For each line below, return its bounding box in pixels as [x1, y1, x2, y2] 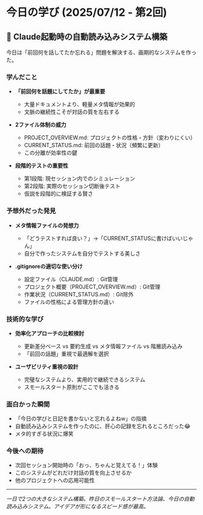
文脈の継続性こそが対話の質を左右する [24, 108, 120, 116]
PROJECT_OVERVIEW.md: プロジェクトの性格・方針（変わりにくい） [24, 134, 196, 141]
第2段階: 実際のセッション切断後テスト [24, 182, 121, 190]
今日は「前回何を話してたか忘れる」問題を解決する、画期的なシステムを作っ [6, 49, 197, 56]
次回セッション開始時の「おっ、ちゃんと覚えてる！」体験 [14, 462, 158, 469]
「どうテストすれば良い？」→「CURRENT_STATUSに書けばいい [24, 234, 183, 242]
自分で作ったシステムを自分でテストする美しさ [24, 250, 141, 257]
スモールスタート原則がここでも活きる [24, 383, 120, 391]
